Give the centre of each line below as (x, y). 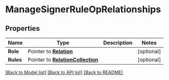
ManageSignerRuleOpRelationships (83, 9)
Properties (23, 28)
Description (118, 43)
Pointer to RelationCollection (63, 60)
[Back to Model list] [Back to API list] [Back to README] (64, 72)
